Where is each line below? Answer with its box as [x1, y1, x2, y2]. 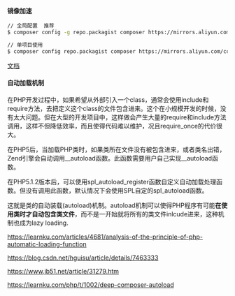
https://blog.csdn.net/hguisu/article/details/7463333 [7, 253, 159, 262]
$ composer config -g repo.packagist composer [7, 29, 145, 36]
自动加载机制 [7, 79, 44, 87]
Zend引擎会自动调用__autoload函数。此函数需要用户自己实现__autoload [7, 154, 213, 162]
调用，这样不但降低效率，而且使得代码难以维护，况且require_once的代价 [7, 121, 217, 130]
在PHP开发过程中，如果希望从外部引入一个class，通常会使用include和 [7, 95, 209, 104]
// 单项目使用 [7, 41, 43, 48]
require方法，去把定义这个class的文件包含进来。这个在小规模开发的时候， [7, 104, 220, 112]
